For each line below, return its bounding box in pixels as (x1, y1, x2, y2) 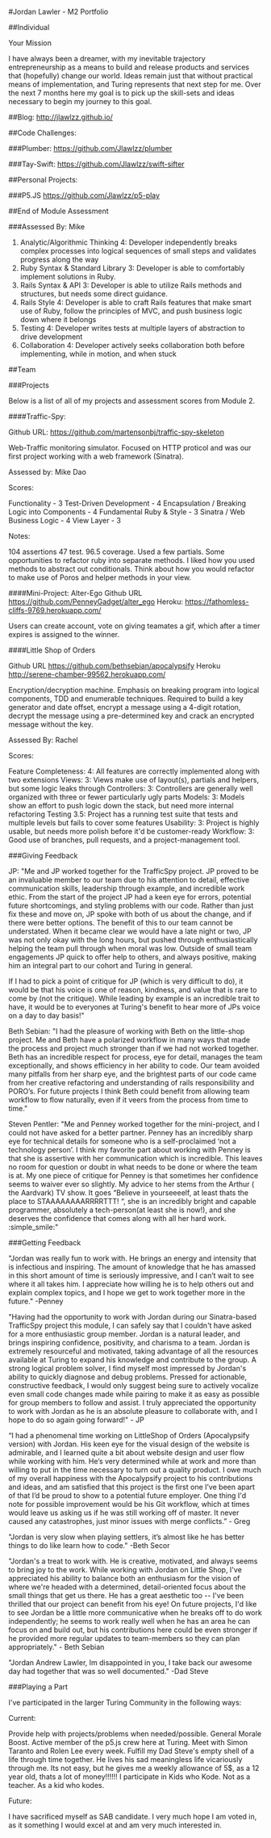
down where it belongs (19, 315, 97, 324)
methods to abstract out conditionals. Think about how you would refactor (8, 564, 255, 573)
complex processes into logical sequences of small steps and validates (19, 246, 256, 255)
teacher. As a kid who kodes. (8, 1781, 105, 1790)
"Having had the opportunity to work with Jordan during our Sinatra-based (8, 1312, 256, 1321)
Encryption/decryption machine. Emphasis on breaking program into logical (8, 686, 260, 694)
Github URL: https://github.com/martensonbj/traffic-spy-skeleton (8, 427, 224, 437)
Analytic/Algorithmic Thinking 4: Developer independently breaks (19, 237, 238, 247)
